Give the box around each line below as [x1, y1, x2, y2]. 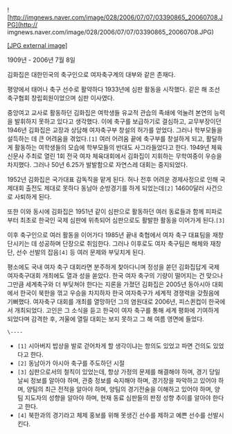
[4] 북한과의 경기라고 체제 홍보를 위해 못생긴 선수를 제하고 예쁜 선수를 [17, 411, 206, 419]
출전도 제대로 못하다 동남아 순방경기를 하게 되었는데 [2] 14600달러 [25, 184, 204, 192]
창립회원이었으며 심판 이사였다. [30, 94, 115, 102]
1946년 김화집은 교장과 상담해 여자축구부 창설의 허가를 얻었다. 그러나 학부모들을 [7, 126, 223, 134]
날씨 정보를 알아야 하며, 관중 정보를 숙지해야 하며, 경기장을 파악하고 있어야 [17, 376, 217, 384]
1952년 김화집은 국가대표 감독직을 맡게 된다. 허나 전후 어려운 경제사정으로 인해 [7, 175, 218, 183]
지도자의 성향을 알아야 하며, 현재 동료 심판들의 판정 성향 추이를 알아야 [24, 394, 211, 401]
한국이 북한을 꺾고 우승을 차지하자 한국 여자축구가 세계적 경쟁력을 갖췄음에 [19, 289, 220, 297]
